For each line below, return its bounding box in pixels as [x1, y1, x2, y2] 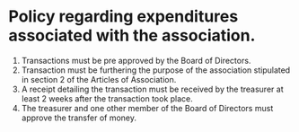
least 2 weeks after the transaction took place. [21, 92, 194, 104]
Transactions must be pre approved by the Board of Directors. [21, 55, 251, 66]
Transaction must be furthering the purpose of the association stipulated [21, 65, 291, 75]
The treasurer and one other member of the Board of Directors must [21, 102, 274, 113]
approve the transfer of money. [21, 112, 136, 123]
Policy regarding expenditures [8, 6, 239, 27]
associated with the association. [8, 25, 256, 46]
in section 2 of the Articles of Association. [21, 74, 177, 84]
